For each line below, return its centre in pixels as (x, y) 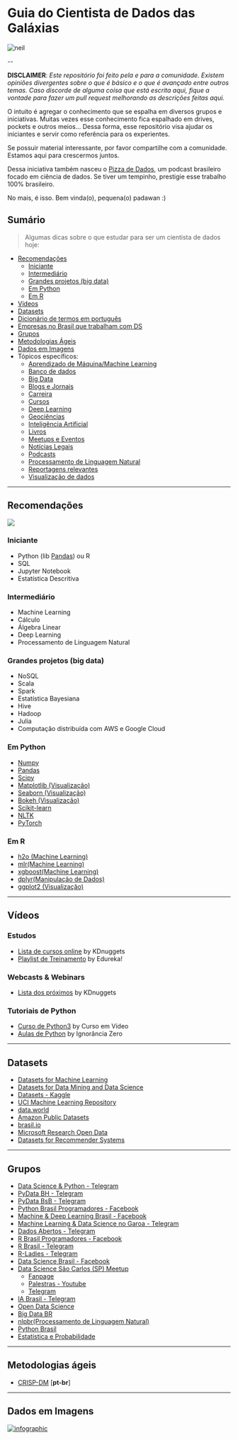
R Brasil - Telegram (46, 1246)
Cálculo (29, 620)
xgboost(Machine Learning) (58, 872)
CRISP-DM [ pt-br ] (44, 1382)
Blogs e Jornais (51, 386)
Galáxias (33, 28)
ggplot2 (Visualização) (50, 887)
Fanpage (41, 1276)
